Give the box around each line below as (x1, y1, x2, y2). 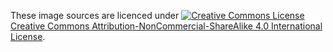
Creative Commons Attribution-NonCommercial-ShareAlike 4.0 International (10, 20, 323, 32)
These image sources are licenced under (10, 10, 180, 21)
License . (10, 31, 46, 42)
